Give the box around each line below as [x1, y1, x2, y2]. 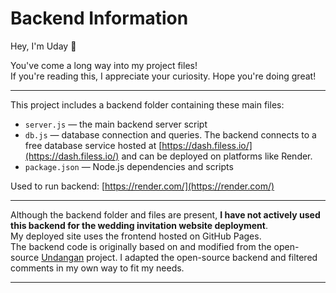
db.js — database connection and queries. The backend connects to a [24, 128, 317, 141]
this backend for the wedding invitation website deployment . [10, 219, 268, 231]
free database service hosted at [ [24, 139, 163, 151]
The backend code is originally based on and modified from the [10, 240, 272, 252]
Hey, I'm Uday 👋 [10, 40, 77, 52]
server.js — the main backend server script [24, 118, 208, 130]
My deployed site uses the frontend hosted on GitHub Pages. [10, 230, 262, 242]
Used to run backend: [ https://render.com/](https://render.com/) [10, 180, 275, 192]
